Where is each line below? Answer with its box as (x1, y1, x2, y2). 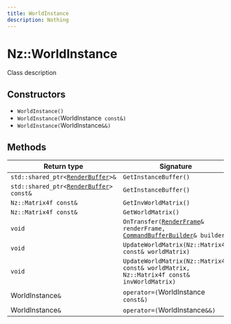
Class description (7, 69, 57, 77)
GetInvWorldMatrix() (122, 199, 190, 207)
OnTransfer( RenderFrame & (122, 218, 204, 226)
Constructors (7, 89, 66, 100)
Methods (7, 141, 47, 153)
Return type (43, 162, 84, 172)
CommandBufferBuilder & (122, 231, 197, 240)
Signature (159, 162, 192, 172)
